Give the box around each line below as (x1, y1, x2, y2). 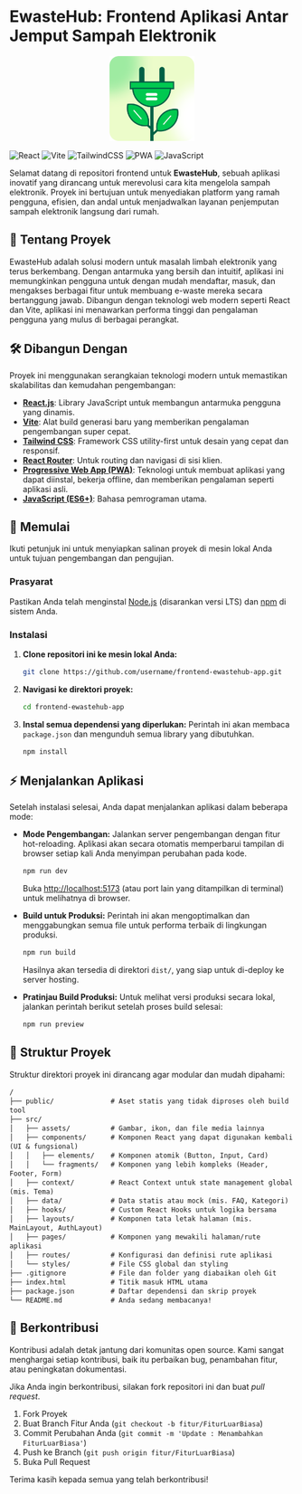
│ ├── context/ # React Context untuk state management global (9, 1178, 294, 1187)
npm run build (22, 948, 76, 957)
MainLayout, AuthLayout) (9, 1223, 103, 1232)
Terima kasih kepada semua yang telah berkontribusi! (9, 1473, 209, 1485)
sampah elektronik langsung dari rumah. (9, 205, 160, 216)
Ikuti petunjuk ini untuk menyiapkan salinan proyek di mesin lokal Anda (9, 543, 273, 554)
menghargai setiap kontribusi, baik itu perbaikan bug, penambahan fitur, (9, 1354, 278, 1365)
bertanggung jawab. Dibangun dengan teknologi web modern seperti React (9, 294, 291, 305)
